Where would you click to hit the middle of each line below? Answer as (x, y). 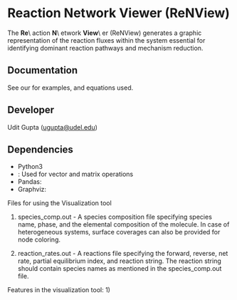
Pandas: (30, 182)
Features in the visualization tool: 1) (59, 290)
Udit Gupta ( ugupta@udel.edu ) (53, 127)
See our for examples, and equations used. (70, 88)
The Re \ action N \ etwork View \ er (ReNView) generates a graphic (105, 33)
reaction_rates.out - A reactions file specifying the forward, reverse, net (123, 254)
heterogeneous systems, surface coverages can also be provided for (119, 232)
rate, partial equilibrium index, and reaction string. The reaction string (120, 261)
